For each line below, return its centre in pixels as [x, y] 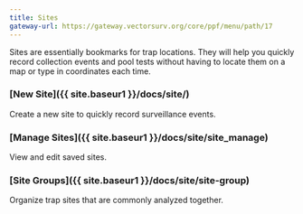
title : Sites [34, 18]
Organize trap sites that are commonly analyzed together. [117, 200]
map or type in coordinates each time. [80, 71]
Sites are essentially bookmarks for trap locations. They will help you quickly [152, 51]
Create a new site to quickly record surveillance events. [113, 114]
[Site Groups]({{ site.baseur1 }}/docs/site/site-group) [130, 181]
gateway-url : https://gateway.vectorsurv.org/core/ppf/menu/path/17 [141, 26]
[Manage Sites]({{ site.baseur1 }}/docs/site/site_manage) [139, 137]
